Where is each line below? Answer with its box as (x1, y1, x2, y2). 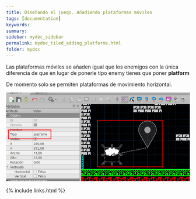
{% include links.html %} (6, 187, 65, 194)
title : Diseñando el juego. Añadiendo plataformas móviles (6, 9, 153, 15)
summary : (6, 28, 27, 34)
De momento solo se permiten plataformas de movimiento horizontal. (6, 81, 173, 88)
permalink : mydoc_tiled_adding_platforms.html (6, 40, 121, 46)
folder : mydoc (6, 47, 41, 53)
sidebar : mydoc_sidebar (6, 34, 64, 40)
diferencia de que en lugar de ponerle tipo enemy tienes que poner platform (6, 69, 190, 76)
